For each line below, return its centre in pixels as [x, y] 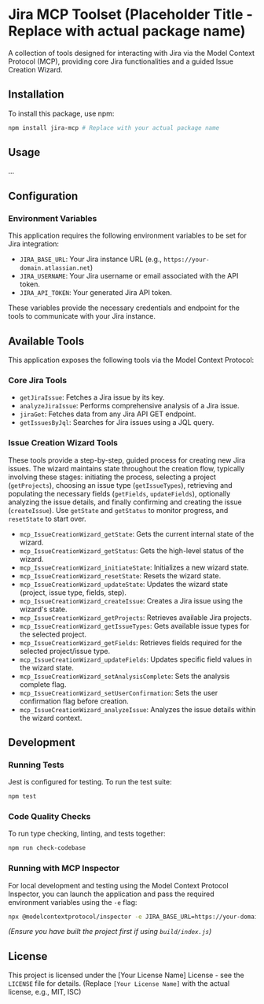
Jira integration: [34, 244]
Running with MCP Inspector [64, 869]
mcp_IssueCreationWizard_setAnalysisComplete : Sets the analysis [125, 676]
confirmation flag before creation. [74, 701]
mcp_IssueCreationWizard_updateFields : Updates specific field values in [136, 659]
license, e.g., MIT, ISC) [45, 992]
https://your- [187, 260]
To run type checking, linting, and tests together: [87, 834]
